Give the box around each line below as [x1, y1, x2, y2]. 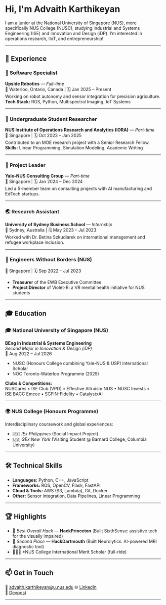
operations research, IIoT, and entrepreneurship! [5, 36, 104, 42]
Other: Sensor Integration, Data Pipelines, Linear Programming [12, 493, 140, 499]
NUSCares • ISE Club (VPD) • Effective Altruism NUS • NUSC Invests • [5, 385, 150, 391]
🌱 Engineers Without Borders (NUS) [5, 256, 92, 263]
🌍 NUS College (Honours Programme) [5, 408, 99, 415]
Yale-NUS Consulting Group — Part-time [5, 173, 90, 179]
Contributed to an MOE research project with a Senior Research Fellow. [5, 140, 150, 145]
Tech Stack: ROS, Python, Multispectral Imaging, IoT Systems [5, 98, 131, 104]
